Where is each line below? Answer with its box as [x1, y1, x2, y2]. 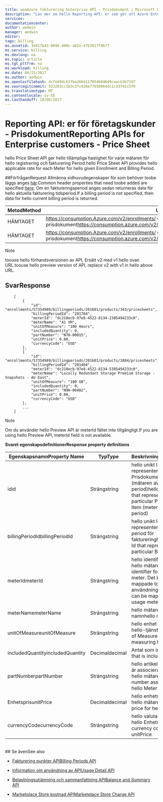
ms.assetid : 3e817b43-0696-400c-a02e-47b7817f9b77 [5, 43, 110, 48]
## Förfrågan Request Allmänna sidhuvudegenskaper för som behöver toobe [5, 175, 157, 181]
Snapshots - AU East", [5, 375, 51, 380]
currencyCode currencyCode [7, 722, 73, 729]
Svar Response [5, 281, 50, 290]
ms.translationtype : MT [5, 88, 53, 93]
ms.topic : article [5, 57, 42, 62]
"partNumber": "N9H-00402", [31, 388, 88, 392]
